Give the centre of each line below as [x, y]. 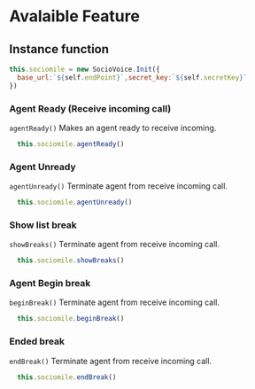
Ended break [37, 341]
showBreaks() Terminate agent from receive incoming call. [114, 245]
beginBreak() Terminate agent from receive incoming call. [114, 302]
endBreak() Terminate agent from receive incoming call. [111, 361]
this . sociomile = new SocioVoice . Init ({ [85, 69]
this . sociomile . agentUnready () [75, 202]
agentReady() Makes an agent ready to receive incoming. [113, 128]
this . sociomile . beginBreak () [71, 319]
